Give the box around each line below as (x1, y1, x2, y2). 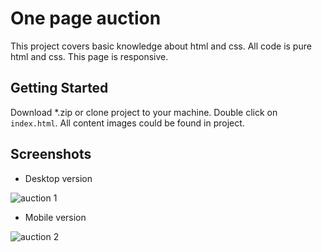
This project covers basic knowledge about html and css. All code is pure (10, 40, 312, 52)
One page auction (10, 7, 162, 30)
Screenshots (10, 146, 92, 163)
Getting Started (10, 80, 109, 97)
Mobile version (24, 211, 87, 223)
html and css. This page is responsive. (10, 50, 169, 62)
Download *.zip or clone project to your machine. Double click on (10, 106, 278, 118)
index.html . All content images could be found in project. (10, 117, 245, 129)
